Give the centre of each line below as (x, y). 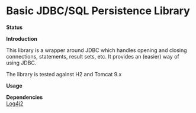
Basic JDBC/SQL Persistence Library (98, 11)
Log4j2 (15, 103)
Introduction (22, 38)
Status (15, 27)
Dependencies (25, 97)
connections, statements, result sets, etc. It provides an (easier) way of (93, 56)
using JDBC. (21, 63)
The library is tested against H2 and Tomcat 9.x (64, 74)
